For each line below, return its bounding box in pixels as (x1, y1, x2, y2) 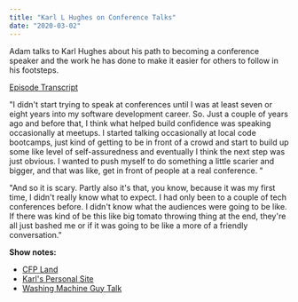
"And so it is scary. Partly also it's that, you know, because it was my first (9, 182, 276, 193)
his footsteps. (9, 64, 59, 75)
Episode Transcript (9, 82, 78, 92)
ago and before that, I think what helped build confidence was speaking (9, 117, 271, 129)
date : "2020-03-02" (9, 21, 82, 30)
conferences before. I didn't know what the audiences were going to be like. (9, 201, 287, 211)
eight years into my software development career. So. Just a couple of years (9, 108, 288, 119)
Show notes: (9, 246, 57, 258)
